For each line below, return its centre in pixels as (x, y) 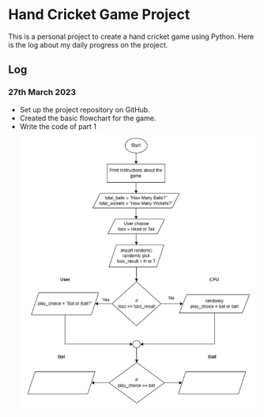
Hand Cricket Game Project (99, 15)
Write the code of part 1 (58, 126)
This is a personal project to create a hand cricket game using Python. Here (131, 36)
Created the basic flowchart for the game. (88, 118)
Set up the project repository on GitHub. (85, 109)
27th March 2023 (42, 93)
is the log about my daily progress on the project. (88, 44)
